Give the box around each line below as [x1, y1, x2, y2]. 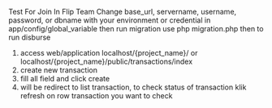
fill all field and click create [19, 74, 110, 83]
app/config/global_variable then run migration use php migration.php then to [8, 24, 264, 33]
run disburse [8, 32, 51, 42]
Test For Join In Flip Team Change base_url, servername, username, [8, 7, 237, 16]
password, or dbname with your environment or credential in [8, 15, 211, 25]
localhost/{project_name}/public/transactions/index [19, 56, 193, 66]
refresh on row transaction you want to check [19, 91, 173, 100]
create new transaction [19, 65, 97, 75]
